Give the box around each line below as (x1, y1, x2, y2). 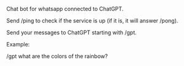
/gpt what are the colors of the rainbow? (6, 53, 109, 60)
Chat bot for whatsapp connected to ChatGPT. (6, 5, 124, 12)
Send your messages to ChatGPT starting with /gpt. (6, 29, 137, 36)
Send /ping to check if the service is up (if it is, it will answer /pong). (6, 17, 178, 24)
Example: (6, 41, 30, 48)
